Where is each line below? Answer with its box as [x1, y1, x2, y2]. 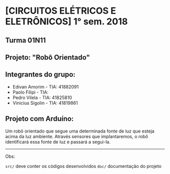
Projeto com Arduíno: [5, 114, 74, 123]
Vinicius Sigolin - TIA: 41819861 [12, 100, 78, 106]
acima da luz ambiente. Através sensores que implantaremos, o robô [5, 133, 148, 139]
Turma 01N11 [5, 36, 46, 45]
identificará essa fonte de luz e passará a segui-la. [5, 139, 111, 145]
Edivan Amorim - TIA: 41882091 [12, 83, 79, 90]
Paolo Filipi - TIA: [12, 89, 49, 95]
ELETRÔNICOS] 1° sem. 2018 [5, 16, 128, 27]
